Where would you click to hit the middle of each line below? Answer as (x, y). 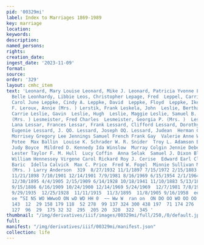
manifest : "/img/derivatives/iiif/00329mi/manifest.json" (81, 227)
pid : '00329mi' (25, 12)
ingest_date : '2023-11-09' (40, 63)
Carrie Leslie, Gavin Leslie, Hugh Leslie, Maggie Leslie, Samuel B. (104, 114)
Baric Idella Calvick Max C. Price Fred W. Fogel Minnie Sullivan (103, 165)
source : (16, 74)
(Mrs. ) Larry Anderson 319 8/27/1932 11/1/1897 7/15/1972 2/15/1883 (104, 170)
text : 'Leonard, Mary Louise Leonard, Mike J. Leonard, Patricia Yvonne (100, 91)
